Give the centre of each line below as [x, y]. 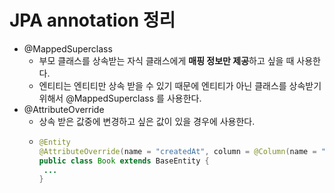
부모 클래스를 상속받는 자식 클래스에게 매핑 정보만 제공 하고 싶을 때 [166, 60]
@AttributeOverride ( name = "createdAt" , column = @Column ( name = [177, 151]
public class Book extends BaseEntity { [124, 161]
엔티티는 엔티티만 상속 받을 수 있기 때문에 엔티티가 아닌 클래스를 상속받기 [180, 85]
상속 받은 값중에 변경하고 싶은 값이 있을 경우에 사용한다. [147, 121]
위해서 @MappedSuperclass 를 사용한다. [120, 98]
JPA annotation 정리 [92, 20]
